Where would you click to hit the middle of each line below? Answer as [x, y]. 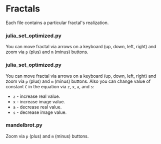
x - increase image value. [39, 101]
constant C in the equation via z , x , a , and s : [50, 86]
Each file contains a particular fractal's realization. [57, 23]
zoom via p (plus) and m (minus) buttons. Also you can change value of [78, 81]
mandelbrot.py [24, 125]
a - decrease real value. [37, 107]
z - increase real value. [36, 96]
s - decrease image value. [40, 112]
